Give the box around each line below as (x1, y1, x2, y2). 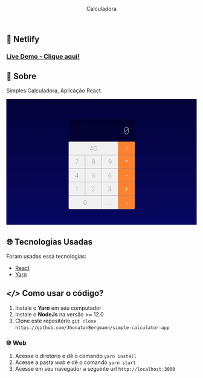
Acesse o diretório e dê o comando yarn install (14, 353, 137, 360)
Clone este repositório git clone (14, 317, 97, 324)
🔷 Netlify (6, 34, 40, 45)
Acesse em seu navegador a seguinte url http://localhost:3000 (14, 365, 175, 373)
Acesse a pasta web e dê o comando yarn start (14, 359, 136, 366)
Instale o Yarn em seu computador (14, 304, 101, 312)
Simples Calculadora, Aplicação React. (6, 87, 103, 94)
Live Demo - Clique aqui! (6, 53, 80, 61)
